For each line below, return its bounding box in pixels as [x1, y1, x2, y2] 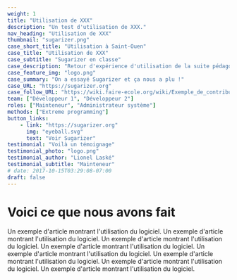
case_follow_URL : [7, 89, 59, 96]
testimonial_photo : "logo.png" [7, 148, 99, 155]
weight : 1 [7, 10, 37, 18]
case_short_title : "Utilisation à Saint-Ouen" [7, 43, 147, 50]
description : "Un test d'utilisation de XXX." [7, 23, 147, 30]
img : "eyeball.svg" [25, 128, 83, 135]
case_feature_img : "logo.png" [7, 69, 97, 76]
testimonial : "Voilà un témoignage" [7, 141, 115, 148]
